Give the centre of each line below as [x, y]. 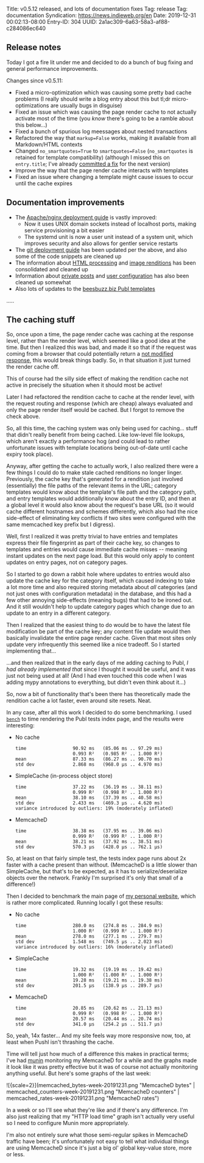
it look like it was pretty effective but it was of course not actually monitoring [102, 1067]
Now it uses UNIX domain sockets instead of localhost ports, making [110, 224]
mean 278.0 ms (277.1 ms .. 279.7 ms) [89, 937]
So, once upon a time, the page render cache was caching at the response [100, 334]
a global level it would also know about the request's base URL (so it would [100, 505]
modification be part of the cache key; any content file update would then [98, 631]
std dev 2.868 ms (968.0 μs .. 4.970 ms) [89, 765]
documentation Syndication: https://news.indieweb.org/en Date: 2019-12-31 [101, 15]
